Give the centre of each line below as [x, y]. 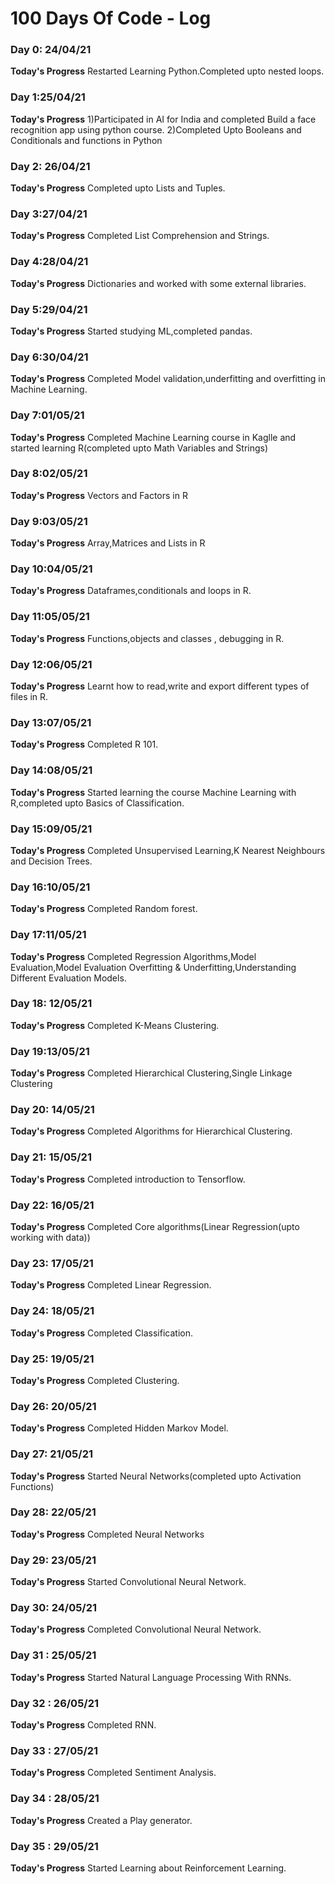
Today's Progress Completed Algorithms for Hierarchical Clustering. [151, 1131]
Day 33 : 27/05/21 [54, 1750]
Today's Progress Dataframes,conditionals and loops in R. [131, 591]
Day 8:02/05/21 [49, 474]
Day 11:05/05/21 [50, 617]
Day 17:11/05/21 [48, 935]
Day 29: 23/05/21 [53, 1560]
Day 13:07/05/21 [51, 722]
